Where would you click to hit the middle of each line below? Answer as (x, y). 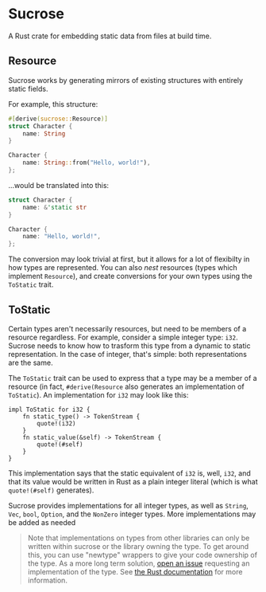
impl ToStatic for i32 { (49, 410)
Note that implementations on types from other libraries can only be (139, 538)
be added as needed (42, 522)
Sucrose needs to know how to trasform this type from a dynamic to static (129, 345)
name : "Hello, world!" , (62, 237)
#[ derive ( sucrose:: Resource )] (58, 119)
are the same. (31, 363)
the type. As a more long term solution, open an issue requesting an (139, 563)
